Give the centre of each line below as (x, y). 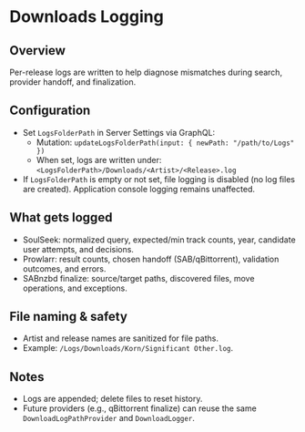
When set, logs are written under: (99, 159)
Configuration (50, 111)
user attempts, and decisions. (78, 249)
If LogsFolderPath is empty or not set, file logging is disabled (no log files (159, 179)
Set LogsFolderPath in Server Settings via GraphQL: (119, 132)
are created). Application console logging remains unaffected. (138, 189)
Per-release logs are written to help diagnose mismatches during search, (146, 72)
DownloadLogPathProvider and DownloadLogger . (109, 418)
